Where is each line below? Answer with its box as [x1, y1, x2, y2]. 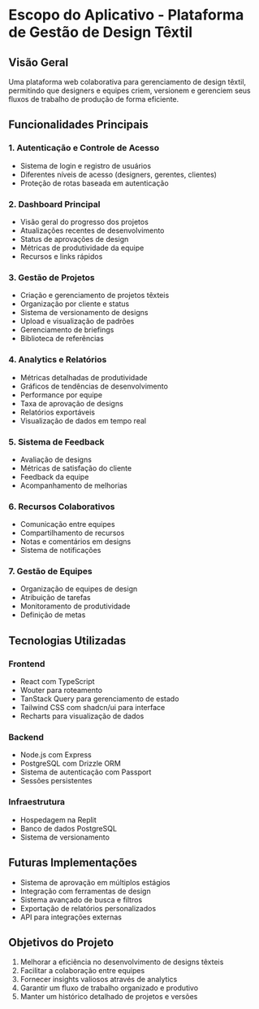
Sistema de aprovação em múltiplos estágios [19, 877, 171, 887]
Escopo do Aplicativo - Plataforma [8, 6, 244, 24]
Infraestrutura [8, 796, 66, 808]
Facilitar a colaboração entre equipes [19, 966, 145, 976]
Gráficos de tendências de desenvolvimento [19, 381, 169, 391]
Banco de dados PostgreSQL [19, 823, 118, 833]
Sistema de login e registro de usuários [19, 160, 152, 170]
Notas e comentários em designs [19, 537, 132, 546]
